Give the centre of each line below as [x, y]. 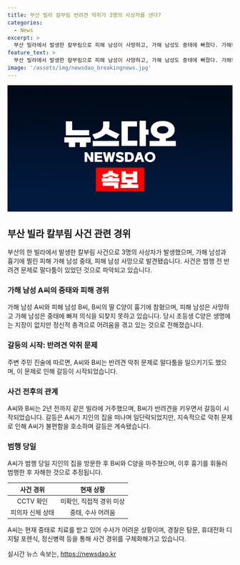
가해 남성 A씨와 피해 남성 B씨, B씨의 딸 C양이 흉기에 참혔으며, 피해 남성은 [109, 307]
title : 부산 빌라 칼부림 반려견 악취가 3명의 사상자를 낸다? [85, 15]
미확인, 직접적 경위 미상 [92, 501]
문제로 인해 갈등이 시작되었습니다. [71, 371]
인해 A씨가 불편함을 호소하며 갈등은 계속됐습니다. [83, 426]
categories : [25, 22]
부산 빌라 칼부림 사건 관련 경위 [69, 233]
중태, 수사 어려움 [92, 512]
